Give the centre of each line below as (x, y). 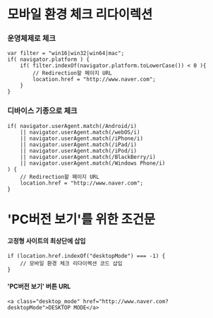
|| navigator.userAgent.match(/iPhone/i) (81, 139)
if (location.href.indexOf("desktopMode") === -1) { (86, 256)
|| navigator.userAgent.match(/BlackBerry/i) (88, 157)
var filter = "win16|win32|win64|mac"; (66, 54)
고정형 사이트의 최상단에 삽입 (47, 240)
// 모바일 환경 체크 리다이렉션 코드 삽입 (71, 264)
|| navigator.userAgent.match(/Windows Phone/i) (93, 163)
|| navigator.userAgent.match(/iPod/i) (79, 151)
